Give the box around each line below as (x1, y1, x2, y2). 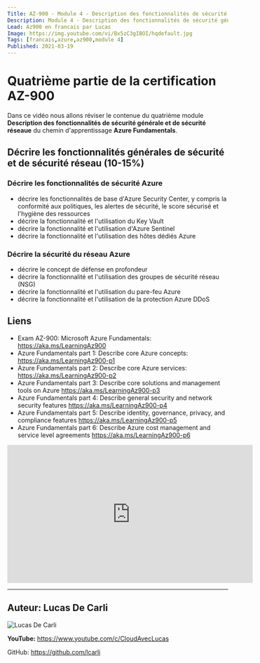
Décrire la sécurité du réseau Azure (7, 249, 131, 259)
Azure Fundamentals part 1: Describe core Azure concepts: (17, 349, 189, 357)
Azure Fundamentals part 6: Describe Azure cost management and (17, 423, 211, 431)
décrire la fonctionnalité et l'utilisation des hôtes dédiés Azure (17, 232, 196, 240)
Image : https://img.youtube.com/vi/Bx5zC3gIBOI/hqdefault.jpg (7, 29, 193, 37)
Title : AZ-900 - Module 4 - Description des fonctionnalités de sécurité (7, 10, 228, 18)
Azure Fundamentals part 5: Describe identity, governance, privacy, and (17, 408, 226, 417)
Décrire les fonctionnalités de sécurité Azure (7, 178, 163, 188)
